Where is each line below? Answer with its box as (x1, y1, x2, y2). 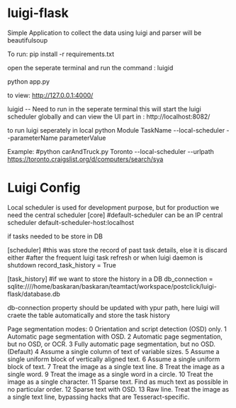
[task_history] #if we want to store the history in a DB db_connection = (7, 275, 213, 283)
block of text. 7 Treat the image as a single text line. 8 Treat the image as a (7, 362, 225, 370)
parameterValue (59, 133, 106, 142)
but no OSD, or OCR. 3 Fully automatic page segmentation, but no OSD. (7, 339, 216, 348)
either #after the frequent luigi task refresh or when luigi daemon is (7, 253, 203, 262)
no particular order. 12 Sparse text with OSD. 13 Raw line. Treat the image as (7, 385, 229, 393)
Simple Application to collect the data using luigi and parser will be (7, 28, 202, 37)
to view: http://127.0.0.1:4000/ (7, 91, 94, 99)
